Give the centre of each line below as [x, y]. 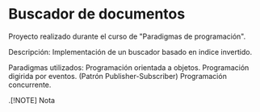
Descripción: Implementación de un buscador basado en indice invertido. [130, 52]
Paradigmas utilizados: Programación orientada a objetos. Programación [129, 67]
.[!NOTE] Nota [31, 100]
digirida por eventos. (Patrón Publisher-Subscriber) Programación [118, 76]
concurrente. [30, 85]
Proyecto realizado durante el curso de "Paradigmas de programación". [127, 36]
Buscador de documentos [97, 14]
